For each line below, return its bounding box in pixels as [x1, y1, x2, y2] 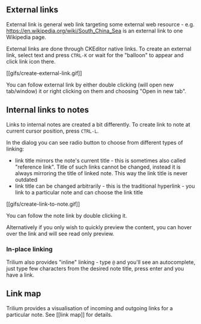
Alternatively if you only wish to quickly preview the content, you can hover [6, 223, 192, 230]
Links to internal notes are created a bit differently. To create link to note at [6, 121, 191, 128]
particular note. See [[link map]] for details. [6, 311, 113, 318]
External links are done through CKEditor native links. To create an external [6, 45, 192, 52]
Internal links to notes [6, 105, 89, 115]
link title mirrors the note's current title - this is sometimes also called [14, 157, 186, 164]
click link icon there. [6, 58, 56, 65]
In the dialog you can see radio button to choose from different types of [6, 139, 184, 146]
